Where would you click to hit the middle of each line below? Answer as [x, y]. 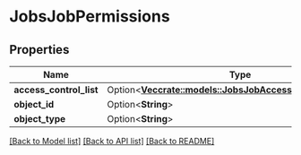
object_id [34, 104]
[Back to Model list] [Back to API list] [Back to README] [112, 141]
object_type [40, 119]
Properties [39, 50]
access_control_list [56, 90]
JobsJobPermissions [90, 17]
